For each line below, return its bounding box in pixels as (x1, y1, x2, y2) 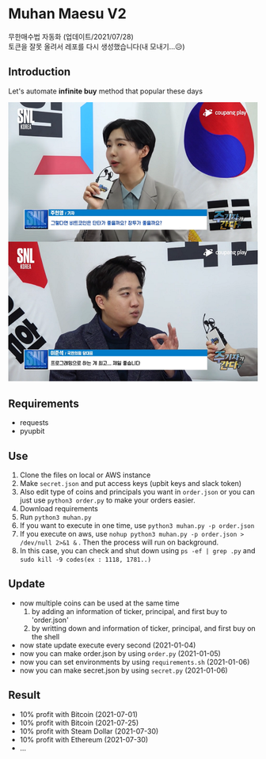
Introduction (8, 65, 71, 79)
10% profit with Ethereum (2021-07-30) (19, 734, 149, 744)
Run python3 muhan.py (19, 512, 92, 522)
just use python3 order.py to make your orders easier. (19, 495, 196, 505)
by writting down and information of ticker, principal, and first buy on (31, 623, 256, 633)
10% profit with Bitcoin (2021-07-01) (19, 709, 139, 719)
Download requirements (19, 504, 99, 514)
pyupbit (19, 427, 45, 436)
